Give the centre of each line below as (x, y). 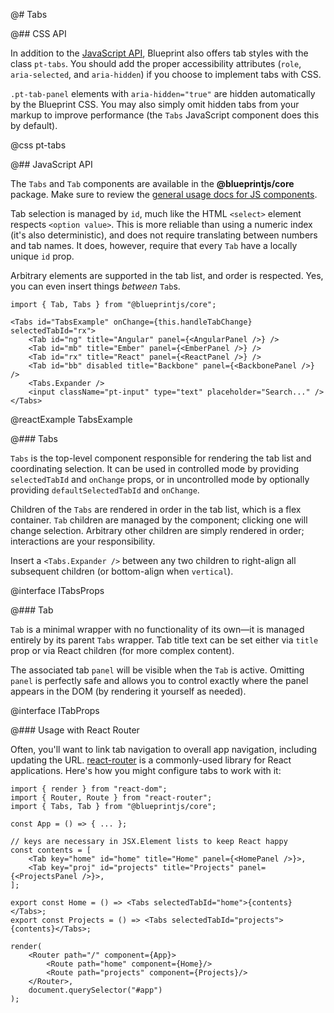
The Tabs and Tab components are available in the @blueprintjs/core (152, 183)
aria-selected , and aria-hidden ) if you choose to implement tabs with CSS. (166, 74)
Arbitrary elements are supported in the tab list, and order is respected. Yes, (167, 275)
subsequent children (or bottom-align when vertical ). (122, 571)
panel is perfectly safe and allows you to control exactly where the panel (159, 680)
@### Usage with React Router (75, 730)
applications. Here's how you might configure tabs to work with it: (146, 770)
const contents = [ (51, 850)
